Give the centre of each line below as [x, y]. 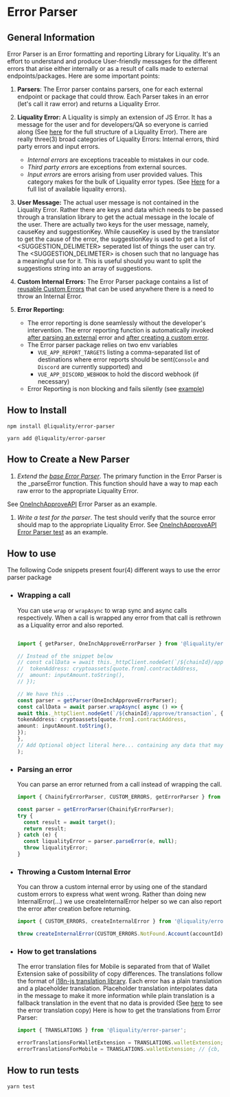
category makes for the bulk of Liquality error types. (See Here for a [124, 182]
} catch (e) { [37, 835]
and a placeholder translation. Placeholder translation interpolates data [117, 988]
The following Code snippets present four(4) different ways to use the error [114, 570]
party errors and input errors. [58, 146]
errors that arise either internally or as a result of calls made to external [107, 69]
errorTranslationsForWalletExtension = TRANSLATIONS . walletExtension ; [120, 1043]
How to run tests [43, 1070]
